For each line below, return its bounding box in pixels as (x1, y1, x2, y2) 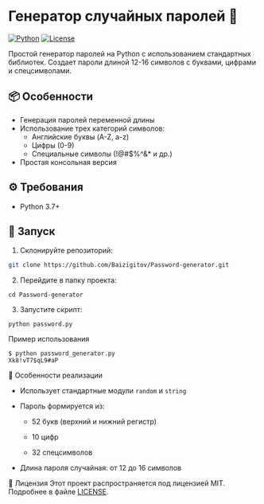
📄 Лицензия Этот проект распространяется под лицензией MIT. (8, 479, 225, 488)
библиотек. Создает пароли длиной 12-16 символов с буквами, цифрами (8, 57, 257, 67)
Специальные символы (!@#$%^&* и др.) (31, 149, 173, 158)
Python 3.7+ (19, 201, 60, 211)
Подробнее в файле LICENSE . (8, 487, 109, 497)
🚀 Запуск (8, 225, 56, 238)
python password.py (8, 320, 73, 329)
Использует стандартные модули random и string (19, 386, 187, 396)
